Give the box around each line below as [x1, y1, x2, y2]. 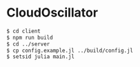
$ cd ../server [6, 40, 50, 48]
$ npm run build [6, 34, 53, 41]
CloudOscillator [6, 5, 98, 21]
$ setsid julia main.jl [6, 53, 75, 60]
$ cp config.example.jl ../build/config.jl [6, 47, 134, 54]
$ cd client [6, 28, 41, 35]
